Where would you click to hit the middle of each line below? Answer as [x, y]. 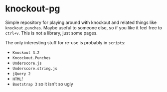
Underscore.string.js [35, 68]
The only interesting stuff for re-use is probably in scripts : [65, 42]
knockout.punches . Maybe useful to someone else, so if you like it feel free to [84, 27]
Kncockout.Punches [31, 58]
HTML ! [18, 79]
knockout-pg [33, 9]
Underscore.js [27, 63]
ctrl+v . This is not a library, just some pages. [52, 33]
